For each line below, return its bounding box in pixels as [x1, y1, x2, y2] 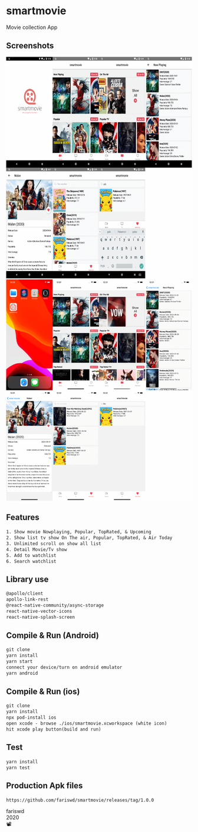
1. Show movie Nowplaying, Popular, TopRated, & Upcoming [6, 528, 151, 535]
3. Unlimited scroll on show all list [6, 540, 101, 547]
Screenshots [6, 41, 54, 51]
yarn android [6, 670, 38, 677]
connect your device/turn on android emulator [6, 664, 123, 671]
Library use [6, 574, 49, 584]
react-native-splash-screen [6, 614, 75, 621]
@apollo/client [6, 590, 44, 597]
